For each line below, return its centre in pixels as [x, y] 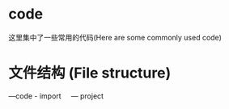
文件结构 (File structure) [90, 73]
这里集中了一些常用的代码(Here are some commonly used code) [115, 37]
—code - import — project [56, 96]
